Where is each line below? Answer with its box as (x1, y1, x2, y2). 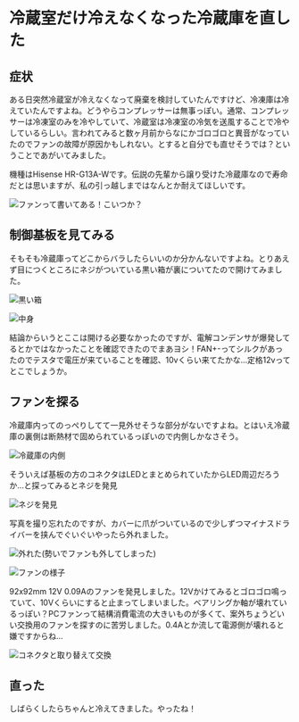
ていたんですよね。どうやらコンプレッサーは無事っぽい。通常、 (16, 105, 252, 116)
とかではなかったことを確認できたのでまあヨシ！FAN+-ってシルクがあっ (16, 343, 284, 353)
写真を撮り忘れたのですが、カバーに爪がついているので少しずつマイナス (9, 518, 275, 528)
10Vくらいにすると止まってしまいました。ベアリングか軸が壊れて (39, 597, 279, 608)
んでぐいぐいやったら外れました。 (47, 528, 174, 540)
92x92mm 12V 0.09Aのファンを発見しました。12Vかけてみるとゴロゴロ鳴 (9, 585, 279, 596)
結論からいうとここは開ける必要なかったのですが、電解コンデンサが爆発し (9, 332, 283, 343)
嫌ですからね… (9, 630, 64, 641)
